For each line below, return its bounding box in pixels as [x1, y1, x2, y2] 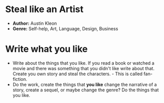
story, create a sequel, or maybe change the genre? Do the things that [12, 87, 159, 93]
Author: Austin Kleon [12, 20, 57, 26]
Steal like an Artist [5, 4, 84, 15]
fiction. [12, 76, 28, 82]
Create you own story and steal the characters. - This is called [12, 71, 143, 77]
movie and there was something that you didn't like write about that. [12, 65, 155, 71]
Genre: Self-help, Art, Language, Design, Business [12, 25, 118, 31]
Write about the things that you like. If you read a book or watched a [12, 60, 154, 66]
